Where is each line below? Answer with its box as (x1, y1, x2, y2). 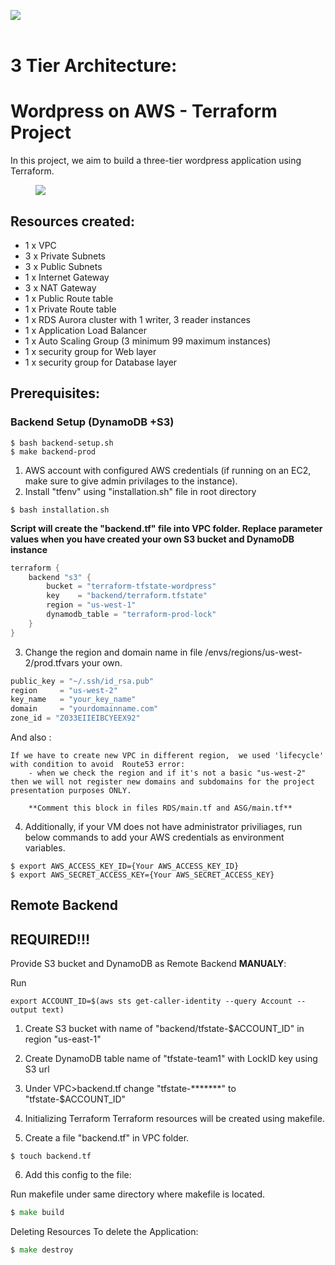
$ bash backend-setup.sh (10, 438, 114, 448)
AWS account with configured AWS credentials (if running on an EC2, (24, 464, 312, 476)
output (10, 1005, 38, 1015)
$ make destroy (10, 1245, 74, 1255)
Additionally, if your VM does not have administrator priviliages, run (24, 821, 303, 832)
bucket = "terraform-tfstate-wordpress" (46, 581, 217, 592)
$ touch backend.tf (10, 1151, 92, 1162)
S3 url (24, 1063, 50, 1075)
